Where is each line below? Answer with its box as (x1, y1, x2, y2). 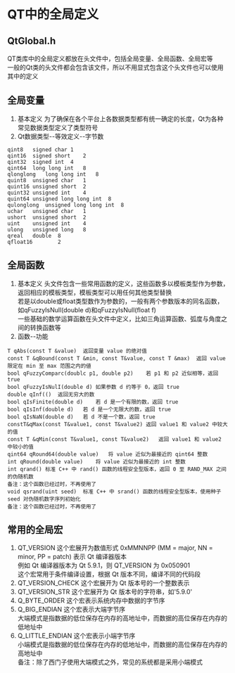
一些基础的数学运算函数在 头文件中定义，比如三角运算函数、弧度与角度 (17, 314, 222, 323)
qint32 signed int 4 (7, 158, 74, 165)
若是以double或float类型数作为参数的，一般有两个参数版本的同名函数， (17, 297, 224, 305)
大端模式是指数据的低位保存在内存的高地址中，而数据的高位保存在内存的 (17, 614, 227, 622)
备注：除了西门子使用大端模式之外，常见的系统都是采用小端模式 (17, 658, 203, 667)
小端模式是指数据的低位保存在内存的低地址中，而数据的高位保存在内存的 (17, 641, 227, 649)
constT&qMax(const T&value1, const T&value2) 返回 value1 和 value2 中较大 (7, 421, 228, 428)
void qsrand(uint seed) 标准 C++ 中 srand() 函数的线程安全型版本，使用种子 (7, 488, 222, 495)
